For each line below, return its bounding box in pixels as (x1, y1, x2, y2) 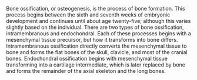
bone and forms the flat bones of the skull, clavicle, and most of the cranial (6, 49, 188, 55)
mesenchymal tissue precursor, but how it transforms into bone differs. (6, 36, 178, 43)
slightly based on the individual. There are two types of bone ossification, (6, 24, 184, 31)
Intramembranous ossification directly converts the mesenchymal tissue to (6, 42, 187, 49)
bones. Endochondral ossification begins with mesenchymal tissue (6, 55, 168, 62)
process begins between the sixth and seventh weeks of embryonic (6, 11, 171, 18)
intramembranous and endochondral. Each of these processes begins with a (6, 30, 191, 37)
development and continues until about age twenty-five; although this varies (6, 18, 191, 24)
